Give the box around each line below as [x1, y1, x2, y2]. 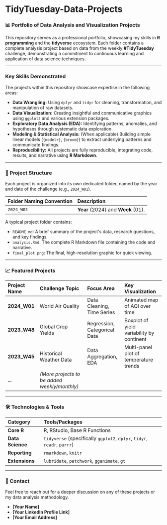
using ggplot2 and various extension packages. [12, 115, 110, 121]
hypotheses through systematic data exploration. [12, 126, 113, 131]
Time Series [86, 309, 115, 316]
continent [124, 336, 147, 343]
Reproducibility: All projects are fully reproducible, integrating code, [12, 147, 153, 153]
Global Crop [39, 323, 68, 330]
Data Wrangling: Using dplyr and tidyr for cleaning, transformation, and [12, 99, 162, 105]
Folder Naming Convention [7, 198, 73, 205]
